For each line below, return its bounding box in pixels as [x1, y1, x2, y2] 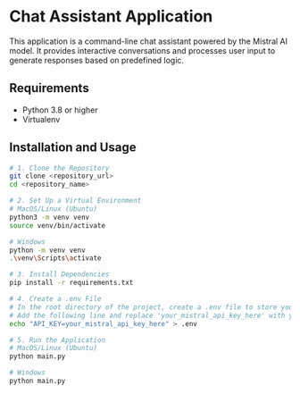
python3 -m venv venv [9, 213, 90, 222]
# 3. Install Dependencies [9, 270, 110, 279]
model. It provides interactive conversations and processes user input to [9, 45, 276, 55]
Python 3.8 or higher [21, 105, 98, 115]
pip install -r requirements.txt [9, 279, 134, 288]
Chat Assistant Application [9, 6, 213, 27]
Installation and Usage [9, 140, 137, 155]
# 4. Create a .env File [9, 295, 102, 304]
